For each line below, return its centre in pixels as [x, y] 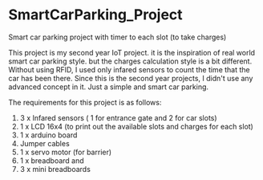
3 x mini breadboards [55, 169]
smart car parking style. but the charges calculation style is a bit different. [130, 61]
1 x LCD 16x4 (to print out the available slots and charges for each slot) [137, 126]
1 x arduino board [49, 135]
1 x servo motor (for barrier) [66, 152]
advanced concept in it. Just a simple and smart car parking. [109, 87]
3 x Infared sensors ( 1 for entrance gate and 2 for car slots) [119, 117]
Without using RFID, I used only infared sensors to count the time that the [129, 69]
